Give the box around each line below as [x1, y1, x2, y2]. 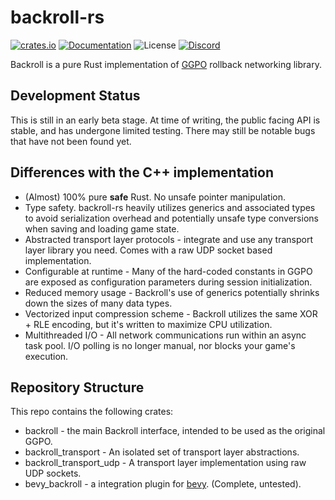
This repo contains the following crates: [10, 406, 174, 418]
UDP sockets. [24, 467, 82, 480]
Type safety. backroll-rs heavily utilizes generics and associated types [24, 201, 316, 213]
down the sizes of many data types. [24, 297, 173, 309]
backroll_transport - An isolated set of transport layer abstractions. [24, 446, 300, 458]
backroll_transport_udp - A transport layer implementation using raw [24, 457, 307, 469]
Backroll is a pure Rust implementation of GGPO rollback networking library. [10, 58, 322, 70]
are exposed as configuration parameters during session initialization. [24, 276, 313, 288]
